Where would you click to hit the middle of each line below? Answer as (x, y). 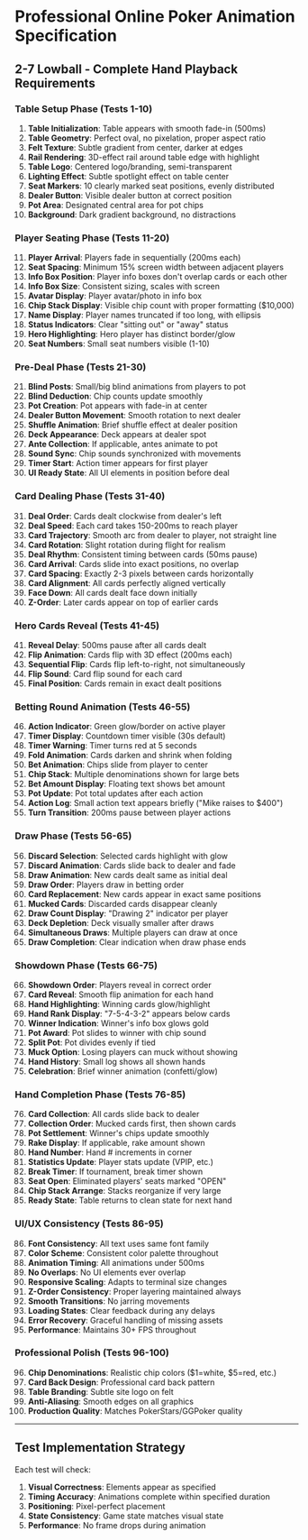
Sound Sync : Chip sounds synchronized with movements (134, 454)
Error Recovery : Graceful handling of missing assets (125, 1320)
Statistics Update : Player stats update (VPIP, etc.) (121, 1162)
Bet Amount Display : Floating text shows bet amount (127, 784)
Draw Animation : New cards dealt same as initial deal (127, 875)
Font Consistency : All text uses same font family (118, 1243)
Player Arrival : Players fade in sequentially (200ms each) (134, 258)
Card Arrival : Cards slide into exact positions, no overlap (133, 564)
